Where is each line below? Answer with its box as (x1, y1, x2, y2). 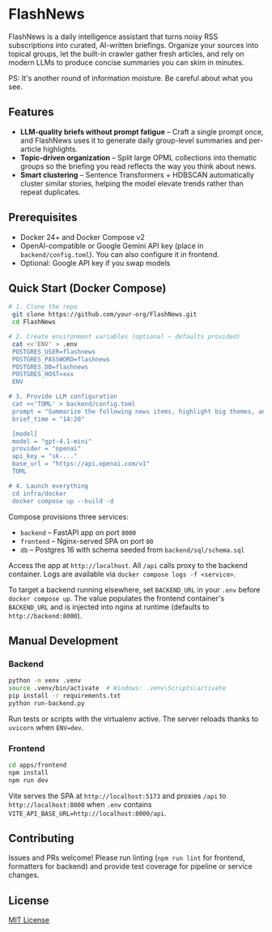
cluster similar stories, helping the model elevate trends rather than (19, 178, 244, 188)
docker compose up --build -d (11, 497, 114, 505)
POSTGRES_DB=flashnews (11, 362, 89, 371)
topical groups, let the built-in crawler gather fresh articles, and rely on (8, 49, 244, 58)
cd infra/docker (11, 490, 67, 498)
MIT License (8, 915, 50, 925)
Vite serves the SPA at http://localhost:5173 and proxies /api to (8, 791, 227, 801)
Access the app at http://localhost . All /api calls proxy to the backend (8, 560, 249, 570)
